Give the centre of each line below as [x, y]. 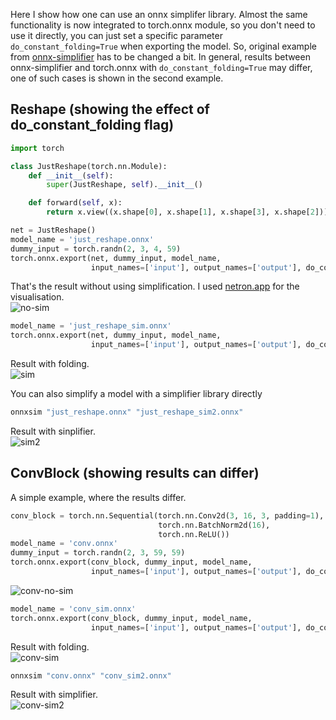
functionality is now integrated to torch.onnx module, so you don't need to [163, 25]
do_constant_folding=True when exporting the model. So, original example [163, 46]
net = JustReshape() [53, 230]
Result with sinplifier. [53, 431]
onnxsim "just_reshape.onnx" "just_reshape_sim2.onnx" [127, 412]
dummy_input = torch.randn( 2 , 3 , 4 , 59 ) [96, 249]
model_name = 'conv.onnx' [64, 544]
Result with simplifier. [54, 695]
